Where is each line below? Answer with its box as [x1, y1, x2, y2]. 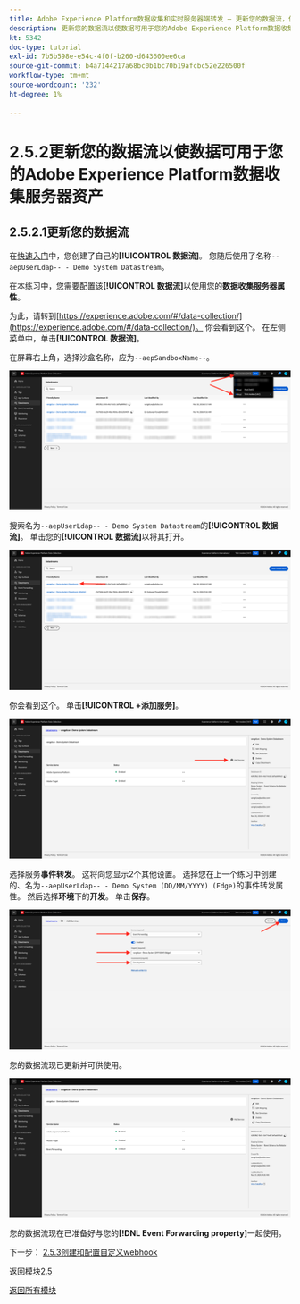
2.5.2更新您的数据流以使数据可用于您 [9, 141, 284, 162]
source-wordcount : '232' [9, 80, 102, 89]
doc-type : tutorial [9, 43, 82, 52]
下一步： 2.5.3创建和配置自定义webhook [9, 1247, 158, 1258]
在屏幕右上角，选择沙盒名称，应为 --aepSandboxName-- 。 [9, 351, 214, 362]
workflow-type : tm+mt [9, 72, 90, 80]
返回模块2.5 [9, 1266, 53, 1277]
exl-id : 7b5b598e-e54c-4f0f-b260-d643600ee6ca [9, 52, 186, 62]
